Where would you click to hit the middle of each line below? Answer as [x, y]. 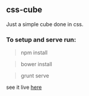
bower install [36, 64]
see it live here [24, 87]
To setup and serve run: [41, 39]
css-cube [24, 10]
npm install [34, 52]
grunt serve [35, 76]
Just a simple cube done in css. [45, 24]
